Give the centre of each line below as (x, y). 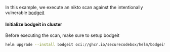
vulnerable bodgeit (25, 13)
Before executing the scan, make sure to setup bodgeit (62, 35)
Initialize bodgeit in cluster (34, 24)
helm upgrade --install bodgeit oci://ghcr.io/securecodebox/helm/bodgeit (86, 45)
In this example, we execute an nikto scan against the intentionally (74, 7)
